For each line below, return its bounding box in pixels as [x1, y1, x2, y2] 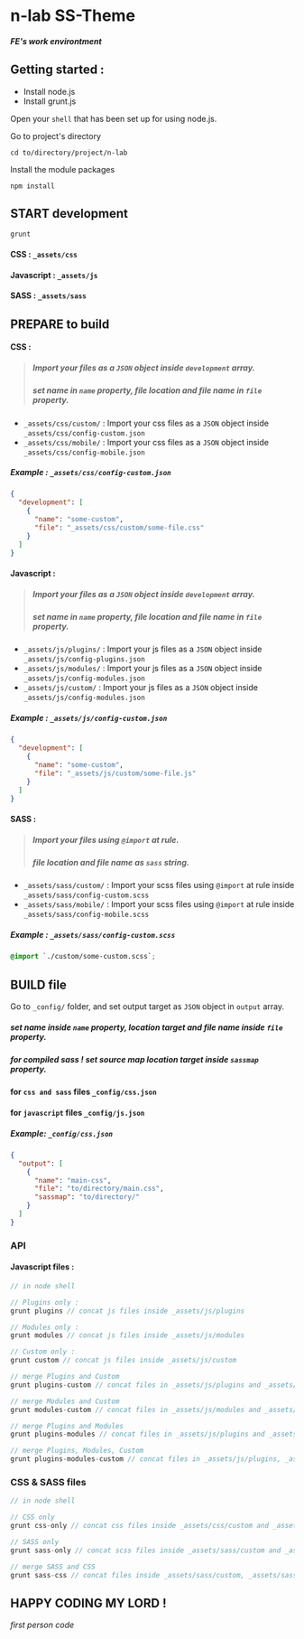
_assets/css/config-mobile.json [23, 448, 145, 457]
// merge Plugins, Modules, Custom [10, 1447, 144, 1456]
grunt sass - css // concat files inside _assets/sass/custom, [10, 1570, 245, 1579]
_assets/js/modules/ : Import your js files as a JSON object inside [23, 663, 263, 674]
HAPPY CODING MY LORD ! [10, 1596, 167, 1611]
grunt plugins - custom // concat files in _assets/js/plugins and [10, 1380, 261, 1390]
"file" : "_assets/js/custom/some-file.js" [33, 769, 197, 778]
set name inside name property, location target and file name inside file [10, 1022, 283, 1033]
